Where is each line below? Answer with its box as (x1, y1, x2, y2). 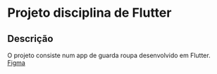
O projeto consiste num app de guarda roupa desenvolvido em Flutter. (7, 51, 211, 59)
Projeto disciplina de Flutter (7, 5, 172, 21)
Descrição (7, 33, 54, 45)
